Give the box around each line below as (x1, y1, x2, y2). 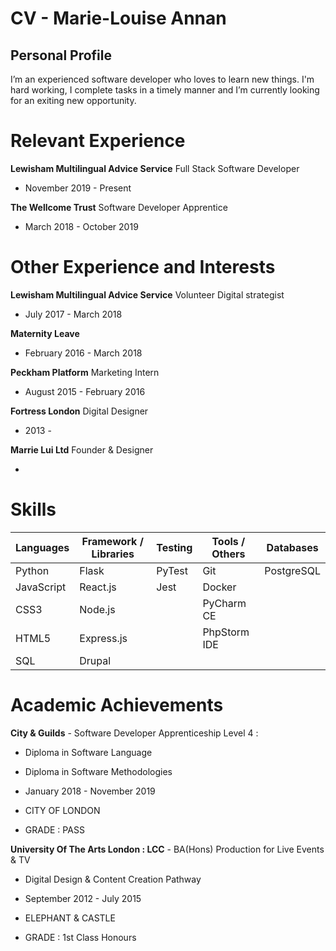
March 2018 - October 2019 (24, 220, 139, 232)
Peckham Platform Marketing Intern (10, 366, 160, 378)
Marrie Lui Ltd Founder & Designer (10, 443, 154, 456)
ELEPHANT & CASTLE (24, 912, 116, 924)
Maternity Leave (10, 327, 80, 339)
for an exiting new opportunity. (10, 95, 137, 106)
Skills (10, 498, 57, 521)
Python (15, 563, 50, 577)
